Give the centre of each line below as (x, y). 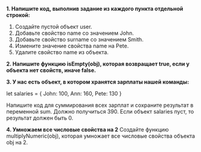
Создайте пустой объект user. (53, 27)
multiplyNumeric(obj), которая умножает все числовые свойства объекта (101, 136)
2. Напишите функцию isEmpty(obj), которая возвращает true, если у (98, 64)
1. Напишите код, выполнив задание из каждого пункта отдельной (95, 9)
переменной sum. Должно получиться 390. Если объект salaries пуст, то (100, 111)
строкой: (18, 15)
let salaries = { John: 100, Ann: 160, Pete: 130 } (64, 93)
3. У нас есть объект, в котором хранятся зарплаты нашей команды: (98, 82)
